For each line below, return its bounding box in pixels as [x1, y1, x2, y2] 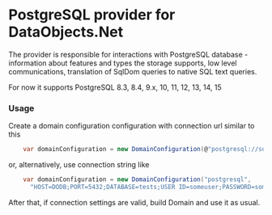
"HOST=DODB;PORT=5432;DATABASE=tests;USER [29, 183, 176, 191]
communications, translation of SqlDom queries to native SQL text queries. [8, 66, 257, 76]
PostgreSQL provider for [8, 6, 176, 24]
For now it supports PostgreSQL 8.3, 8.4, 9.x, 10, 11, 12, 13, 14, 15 [8, 82, 223, 92]
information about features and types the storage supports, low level [8, 58, 237, 68]
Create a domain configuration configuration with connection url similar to [8, 121, 255, 131]
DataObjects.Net [8, 23, 124, 41]
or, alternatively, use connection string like [8, 160, 150, 170]
